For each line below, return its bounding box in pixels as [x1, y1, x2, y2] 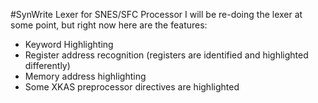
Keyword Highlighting [24, 39, 114, 50]
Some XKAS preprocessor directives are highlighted [24, 81, 240, 93]
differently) [24, 60, 71, 71]
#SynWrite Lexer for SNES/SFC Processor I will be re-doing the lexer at [10, 9, 303, 20]
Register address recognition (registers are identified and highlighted [24, 49, 309, 61]
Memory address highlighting [24, 70, 147, 82]
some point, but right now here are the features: [10, 19, 208, 31]
